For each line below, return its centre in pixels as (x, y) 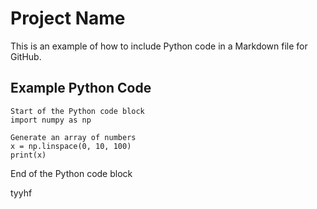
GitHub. (26, 56)
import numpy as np (51, 120)
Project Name (68, 18)
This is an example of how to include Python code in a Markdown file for (159, 46)
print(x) (28, 155)
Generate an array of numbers (73, 137)
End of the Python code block (71, 173)
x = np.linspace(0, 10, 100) (71, 146)
